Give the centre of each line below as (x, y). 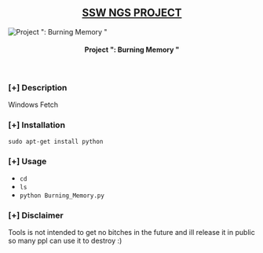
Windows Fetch (33, 104)
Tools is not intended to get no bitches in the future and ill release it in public (131, 233)
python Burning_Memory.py (62, 196)
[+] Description (38, 87)
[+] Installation (37, 125)
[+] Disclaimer (36, 215)
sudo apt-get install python (56, 141)
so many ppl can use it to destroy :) (65, 241)
